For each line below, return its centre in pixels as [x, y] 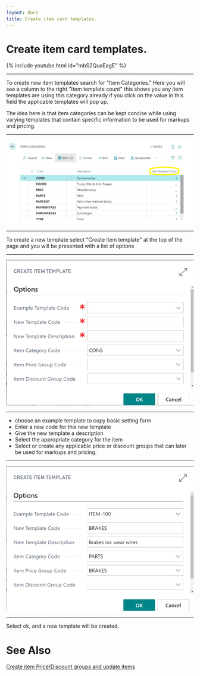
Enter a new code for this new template [63, 427]
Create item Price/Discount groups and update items [71, 667]
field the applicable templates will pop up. [57, 102]
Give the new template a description [59, 433]
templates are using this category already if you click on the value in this [95, 95]
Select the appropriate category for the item [69, 439]
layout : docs [22, 13]
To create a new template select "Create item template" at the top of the [94, 239]
